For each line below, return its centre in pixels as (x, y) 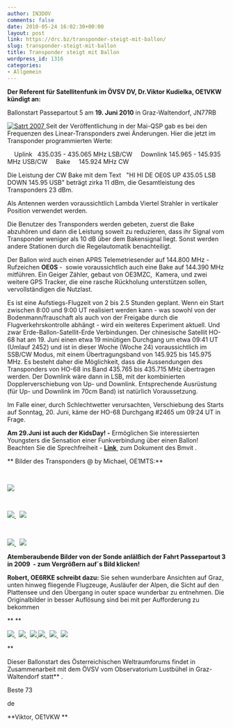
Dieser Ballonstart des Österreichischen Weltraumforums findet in (102, 661)
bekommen (23, 607)
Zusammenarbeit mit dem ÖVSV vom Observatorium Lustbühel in (101, 669)
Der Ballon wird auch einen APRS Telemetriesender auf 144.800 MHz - (109, 259)
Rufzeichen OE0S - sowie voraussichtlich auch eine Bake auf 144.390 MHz (116, 267)
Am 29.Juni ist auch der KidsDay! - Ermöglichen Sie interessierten (103, 433)
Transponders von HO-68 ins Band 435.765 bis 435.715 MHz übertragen (111, 369)
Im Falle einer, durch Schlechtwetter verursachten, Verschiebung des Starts (115, 404)
